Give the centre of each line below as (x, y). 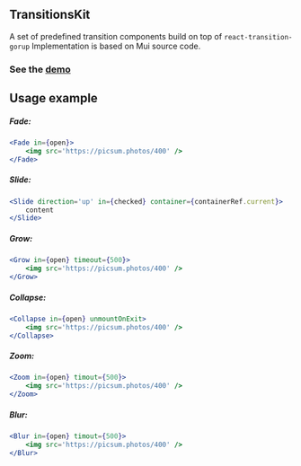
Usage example (54, 98)
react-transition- (258, 37)
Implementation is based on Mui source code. (116, 46)
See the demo (40, 69)
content (40, 210)
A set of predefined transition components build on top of (116, 36)
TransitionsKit (50, 15)
